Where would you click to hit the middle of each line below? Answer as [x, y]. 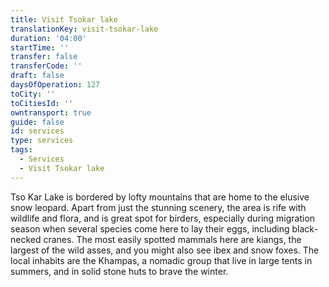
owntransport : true [51, 112]
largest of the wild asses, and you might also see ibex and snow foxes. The [165, 250]
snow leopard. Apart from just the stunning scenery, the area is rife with [158, 207]
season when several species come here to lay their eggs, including [150, 228]
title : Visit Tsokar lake [64, 19]
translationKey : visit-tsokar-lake [84, 29]
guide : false [37, 122]
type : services [42, 141]
